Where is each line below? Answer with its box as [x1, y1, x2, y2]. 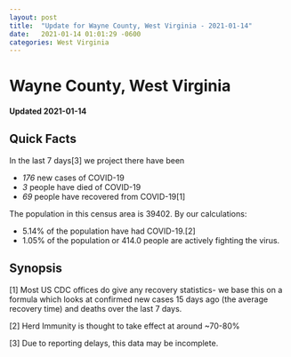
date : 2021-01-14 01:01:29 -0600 [9, 29, 141, 38]
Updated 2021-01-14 [9, 106, 87, 116]
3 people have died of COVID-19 [21, 181, 141, 192]
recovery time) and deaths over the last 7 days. [9, 303, 182, 313]
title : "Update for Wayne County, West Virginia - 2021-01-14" [9, 21, 253, 30]
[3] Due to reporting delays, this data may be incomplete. [9, 337, 219, 348]
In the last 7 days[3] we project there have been [9, 155, 185, 165]
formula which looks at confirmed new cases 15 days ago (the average [9, 294, 269, 305]
